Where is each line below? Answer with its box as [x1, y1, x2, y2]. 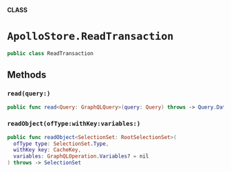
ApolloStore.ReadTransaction [7, 30, 174, 43]
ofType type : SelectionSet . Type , [13, 140, 109, 147]
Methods [7, 69, 47, 81]
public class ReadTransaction [7, 50, 94, 57]
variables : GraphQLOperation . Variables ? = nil [13, 153, 149, 160]
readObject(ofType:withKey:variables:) [7, 120, 141, 128]
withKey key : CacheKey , [13, 147, 81, 153]
